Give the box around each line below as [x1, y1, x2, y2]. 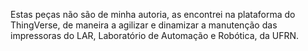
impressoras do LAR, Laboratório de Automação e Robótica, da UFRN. [10, 30, 300, 41]
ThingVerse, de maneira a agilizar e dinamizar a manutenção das [10, 19, 278, 31]
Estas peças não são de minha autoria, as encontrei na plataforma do [10, 9, 296, 20]
